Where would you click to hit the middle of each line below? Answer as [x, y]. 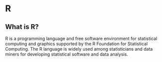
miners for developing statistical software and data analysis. [67, 54]
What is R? [22, 27]
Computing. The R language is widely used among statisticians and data [79, 49]
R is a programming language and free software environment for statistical [81, 38]
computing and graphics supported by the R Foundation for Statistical [77, 44]
